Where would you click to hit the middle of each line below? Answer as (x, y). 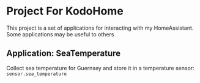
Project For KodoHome (65, 11)
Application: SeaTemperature (64, 54)
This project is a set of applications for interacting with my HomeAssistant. (100, 28)
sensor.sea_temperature (37, 74)
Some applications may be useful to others (60, 34)
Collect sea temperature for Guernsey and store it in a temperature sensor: (100, 68)
